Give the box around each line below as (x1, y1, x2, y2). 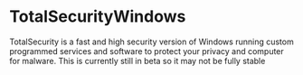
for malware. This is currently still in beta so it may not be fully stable (9, 55, 266, 66)
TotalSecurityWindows (9, 6, 186, 27)
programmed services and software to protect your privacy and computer (9, 45, 285, 56)
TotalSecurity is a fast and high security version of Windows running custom (9, 36, 294, 47)
